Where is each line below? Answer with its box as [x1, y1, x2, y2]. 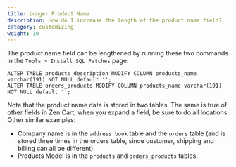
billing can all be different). [17, 145, 95, 153]
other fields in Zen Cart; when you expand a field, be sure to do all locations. [7, 108, 229, 116]
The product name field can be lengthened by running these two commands [7, 49, 229, 58]
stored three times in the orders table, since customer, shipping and [17, 137, 215, 145]
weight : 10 [7, 29, 39, 37]
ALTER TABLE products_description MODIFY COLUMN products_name [7, 70, 197, 77]
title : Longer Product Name [7, 10, 90, 18]
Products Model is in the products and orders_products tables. [17, 152, 199, 160]
